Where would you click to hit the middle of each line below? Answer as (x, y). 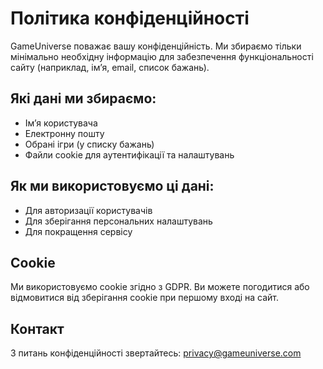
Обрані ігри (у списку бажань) (89, 144)
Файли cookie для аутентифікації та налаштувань (129, 154)
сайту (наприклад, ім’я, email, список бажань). (110, 67)
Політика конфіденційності (130, 18)
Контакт (37, 328)
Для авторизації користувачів (88, 210)
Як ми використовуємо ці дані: (112, 186)
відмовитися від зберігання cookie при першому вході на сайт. (145, 298)
